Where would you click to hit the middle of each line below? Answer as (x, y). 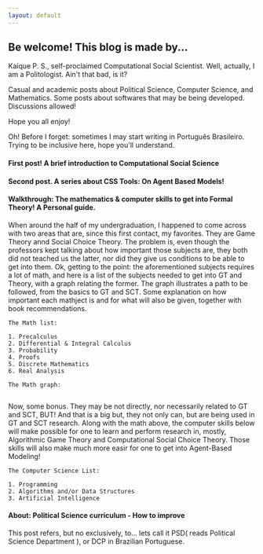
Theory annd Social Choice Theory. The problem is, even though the (119, 241)
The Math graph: (35, 385)
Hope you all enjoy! (39, 122)
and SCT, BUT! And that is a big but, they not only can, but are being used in (131, 414)
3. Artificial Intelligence (54, 498)
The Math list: (33, 323)
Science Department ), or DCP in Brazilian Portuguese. (96, 541)
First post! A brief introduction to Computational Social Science (114, 163)
